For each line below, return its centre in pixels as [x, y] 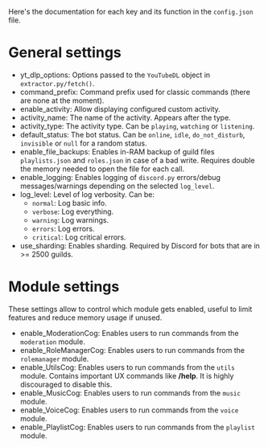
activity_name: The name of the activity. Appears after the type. [125, 117]
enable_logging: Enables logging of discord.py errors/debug [120, 177]
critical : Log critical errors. [79, 237]
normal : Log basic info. [69, 203]
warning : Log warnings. [70, 219]
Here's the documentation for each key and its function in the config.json [131, 12]
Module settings [64, 287]
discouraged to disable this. [66, 384]
